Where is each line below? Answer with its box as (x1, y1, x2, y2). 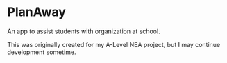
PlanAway (7, 4, 66, 20)
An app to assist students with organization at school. (7, 27, 161, 35)
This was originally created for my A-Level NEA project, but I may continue (7, 40, 221, 48)
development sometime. (7, 48, 76, 56)
